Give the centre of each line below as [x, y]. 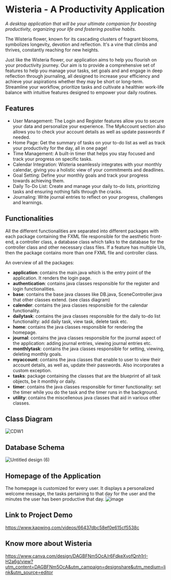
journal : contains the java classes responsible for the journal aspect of [87, 338]
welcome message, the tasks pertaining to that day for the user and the [80, 493]
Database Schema [35, 447]
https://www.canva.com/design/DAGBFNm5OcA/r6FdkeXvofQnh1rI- [77, 556]
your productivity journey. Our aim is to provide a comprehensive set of [80, 65]
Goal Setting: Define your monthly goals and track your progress [80, 175]
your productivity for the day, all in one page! [60, 148]
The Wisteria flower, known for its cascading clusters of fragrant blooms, [82, 39]
